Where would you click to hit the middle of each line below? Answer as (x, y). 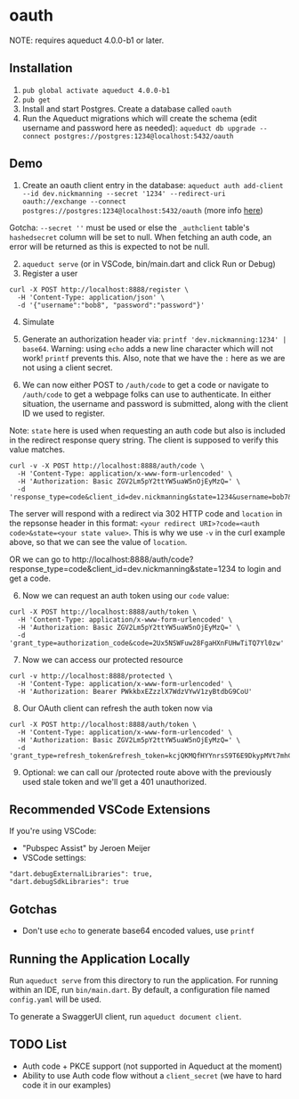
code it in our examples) (66, 1085)
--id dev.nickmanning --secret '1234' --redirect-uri (124, 194)
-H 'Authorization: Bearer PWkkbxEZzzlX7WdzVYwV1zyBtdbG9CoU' (135, 691)
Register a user (50, 273)
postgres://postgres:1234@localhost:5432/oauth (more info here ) (143, 210)
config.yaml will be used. (56, 999)
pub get (36, 100)
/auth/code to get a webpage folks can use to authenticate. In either (146, 394)
